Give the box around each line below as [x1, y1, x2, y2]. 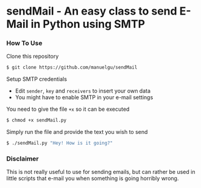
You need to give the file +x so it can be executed [6, 105, 130, 113]
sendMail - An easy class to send [6, 4, 178, 18]
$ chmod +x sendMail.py [6, 117, 67, 124]
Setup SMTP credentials [6, 75, 67, 83]
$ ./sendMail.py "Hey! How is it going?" [6, 140, 113, 147]
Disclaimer [6, 155, 39, 163]
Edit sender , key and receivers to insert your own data [15, 87, 151, 95]
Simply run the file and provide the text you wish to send [6, 128, 148, 136]
